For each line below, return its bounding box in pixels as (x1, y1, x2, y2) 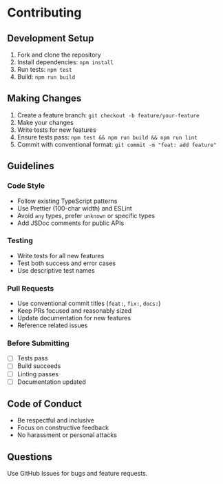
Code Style (7, 181, 45, 191)
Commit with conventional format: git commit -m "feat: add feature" (17, 140, 217, 148)
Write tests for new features (17, 126, 96, 134)
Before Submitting (7, 338, 70, 348)
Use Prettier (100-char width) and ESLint (17, 204, 132, 212)
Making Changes (7, 93, 82, 104)
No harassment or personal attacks (17, 431, 117, 439)
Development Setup (7, 32, 94, 44)
